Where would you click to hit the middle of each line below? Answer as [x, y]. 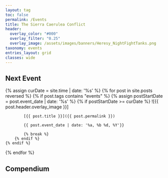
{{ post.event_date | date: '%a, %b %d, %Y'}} [74, 125]
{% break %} [37, 134]
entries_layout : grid [28, 53]
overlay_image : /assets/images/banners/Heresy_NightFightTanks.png [83, 43]
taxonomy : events [24, 48]
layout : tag [18, 10]
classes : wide [20, 58]
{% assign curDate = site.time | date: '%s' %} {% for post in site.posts [79, 91]
